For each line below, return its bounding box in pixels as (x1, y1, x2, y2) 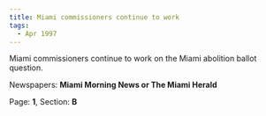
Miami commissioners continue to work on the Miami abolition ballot (9, 54, 257, 64)
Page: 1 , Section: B (9, 97, 78, 107)
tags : (9, 21, 29, 30)
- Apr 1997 (17, 29, 57, 38)
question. (9, 62, 44, 73)
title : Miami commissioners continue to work (9, 12, 179, 22)
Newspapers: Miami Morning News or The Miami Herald (9, 80, 218, 91)
